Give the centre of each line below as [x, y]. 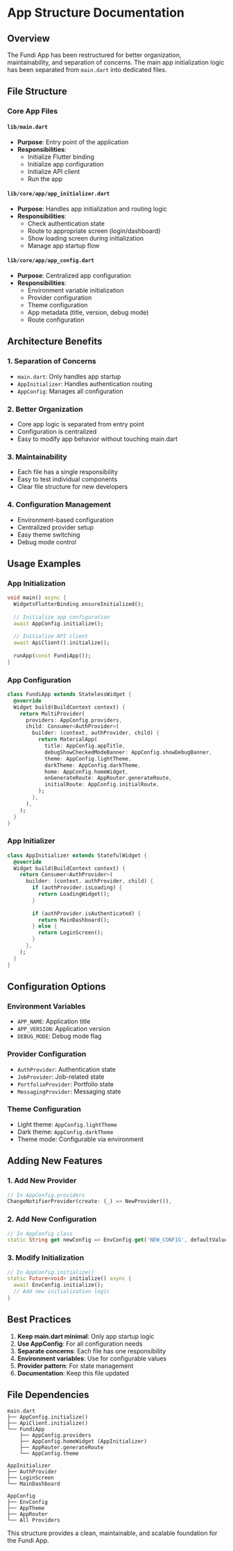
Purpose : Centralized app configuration [74, 275]
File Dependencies [48, 1395]
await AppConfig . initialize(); [59, 623]
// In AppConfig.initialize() [51, 1272]
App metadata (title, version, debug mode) [88, 312]
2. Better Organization [45, 409]
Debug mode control [46, 541]
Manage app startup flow [63, 245]
